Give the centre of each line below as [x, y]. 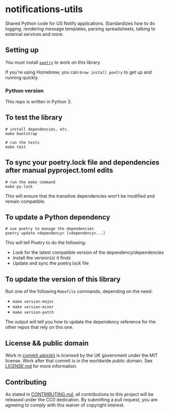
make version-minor [33, 307]
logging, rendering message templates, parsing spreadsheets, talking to [80, 28]
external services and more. [35, 34]
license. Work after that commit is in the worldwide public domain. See [79, 361]
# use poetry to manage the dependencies [50, 229]
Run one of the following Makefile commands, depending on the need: [79, 291]
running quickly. [22, 78]
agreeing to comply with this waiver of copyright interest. [65, 405]
